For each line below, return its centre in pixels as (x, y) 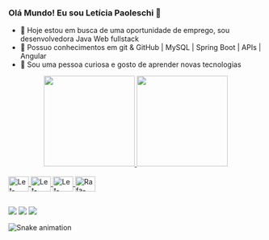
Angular (33, 56)
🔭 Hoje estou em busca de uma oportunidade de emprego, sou (125, 31)
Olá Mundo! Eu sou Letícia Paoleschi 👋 (85, 13)
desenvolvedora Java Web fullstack (80, 39)
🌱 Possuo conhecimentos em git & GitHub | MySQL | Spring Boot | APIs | (141, 48)
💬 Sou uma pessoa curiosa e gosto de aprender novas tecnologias (130, 64)
